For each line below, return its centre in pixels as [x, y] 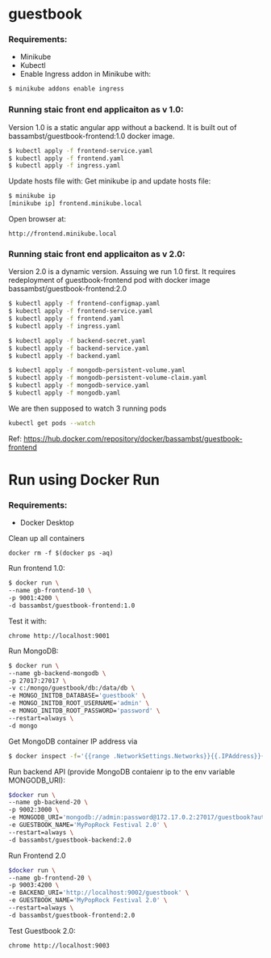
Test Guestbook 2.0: [42, 931]
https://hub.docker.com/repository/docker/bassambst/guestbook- [133, 438]
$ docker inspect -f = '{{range [59, 756]
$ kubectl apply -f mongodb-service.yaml [79, 386]
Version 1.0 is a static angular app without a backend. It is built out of [123, 127]
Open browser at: [38, 219]
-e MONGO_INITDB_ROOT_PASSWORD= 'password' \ [84, 711]
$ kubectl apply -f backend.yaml [65, 356]
